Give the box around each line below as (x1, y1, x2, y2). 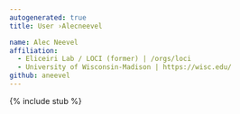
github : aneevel (9, 71, 70, 81)
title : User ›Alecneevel (9, 22, 103, 31)
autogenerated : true (9, 13, 88, 22)
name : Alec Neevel (9, 38, 78, 47)
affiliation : (9, 46, 59, 55)
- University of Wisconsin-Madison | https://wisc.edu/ (17, 63, 232, 72)
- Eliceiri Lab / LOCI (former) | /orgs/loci (17, 55, 192, 64)
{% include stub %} (9, 95, 83, 106)
